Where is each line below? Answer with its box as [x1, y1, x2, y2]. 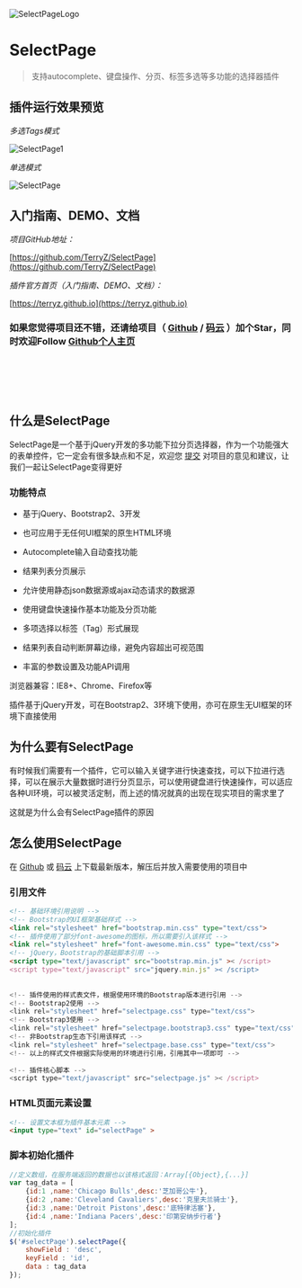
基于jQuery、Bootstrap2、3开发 [22, 508, 141, 519]
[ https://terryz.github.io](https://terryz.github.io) [9, 298, 188, 309]
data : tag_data [25, 1262, 87, 1272]
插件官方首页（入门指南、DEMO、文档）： [9, 280, 164, 291]
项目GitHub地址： [9, 234, 75, 245]
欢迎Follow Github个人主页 [18, 335, 136, 348]
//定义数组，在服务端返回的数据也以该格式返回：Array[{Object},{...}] [9, 1170, 250, 1179]
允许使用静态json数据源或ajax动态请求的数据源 [22, 585, 195, 595]
